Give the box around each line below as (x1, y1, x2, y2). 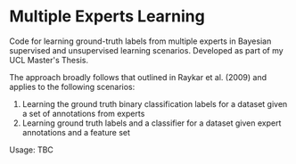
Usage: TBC (9, 144, 53, 155)
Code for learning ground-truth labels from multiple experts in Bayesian (9, 36, 272, 46)
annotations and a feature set (21, 127, 131, 137)
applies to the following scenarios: (9, 81, 136, 92)
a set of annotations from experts (21, 108, 145, 119)
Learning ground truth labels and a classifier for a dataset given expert (21, 118, 282, 128)
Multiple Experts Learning (9, 6, 205, 27)
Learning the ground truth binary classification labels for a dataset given (21, 98, 288, 109)
